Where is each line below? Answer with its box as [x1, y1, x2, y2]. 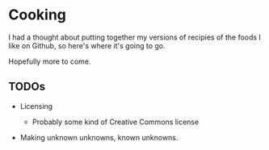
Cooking [8, 6, 67, 24]
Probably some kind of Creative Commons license [32, 117, 200, 127]
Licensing [19, 101, 53, 110]
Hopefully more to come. [8, 56, 91, 66]
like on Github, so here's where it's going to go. [8, 40, 166, 50]
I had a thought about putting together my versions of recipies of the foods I [8, 32, 261, 42]
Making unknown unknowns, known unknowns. [19, 132, 179, 142]
